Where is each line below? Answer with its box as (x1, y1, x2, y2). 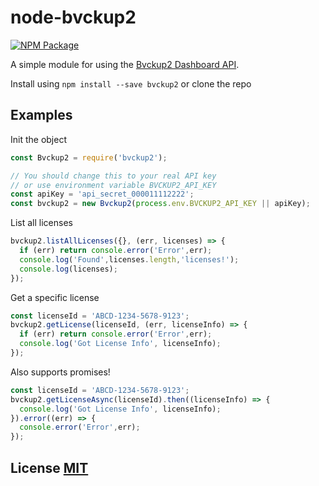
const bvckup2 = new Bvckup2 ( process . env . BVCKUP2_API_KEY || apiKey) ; (10, 199, 311, 209)
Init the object (10, 133, 67, 145)
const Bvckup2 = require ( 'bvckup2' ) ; (10, 152, 168, 163)
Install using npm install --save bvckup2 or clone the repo (10, 77, 252, 90)
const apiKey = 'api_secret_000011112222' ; (10, 189, 195, 200)
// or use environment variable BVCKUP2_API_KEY (10, 180, 217, 190)
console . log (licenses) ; (19, 264, 118, 274)
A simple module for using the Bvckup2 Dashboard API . (10, 58, 240, 70)
